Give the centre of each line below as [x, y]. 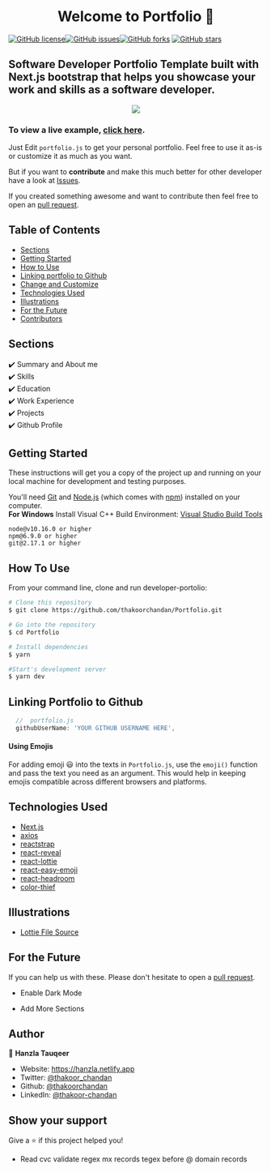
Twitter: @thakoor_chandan [66, 1078]
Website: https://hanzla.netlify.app [77, 1069]
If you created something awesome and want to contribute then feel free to [133, 196]
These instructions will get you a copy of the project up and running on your [135, 473]
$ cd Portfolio [34, 632]
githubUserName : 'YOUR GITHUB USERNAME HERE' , [95, 728]
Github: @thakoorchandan [64, 1086]
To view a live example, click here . [77, 130]
